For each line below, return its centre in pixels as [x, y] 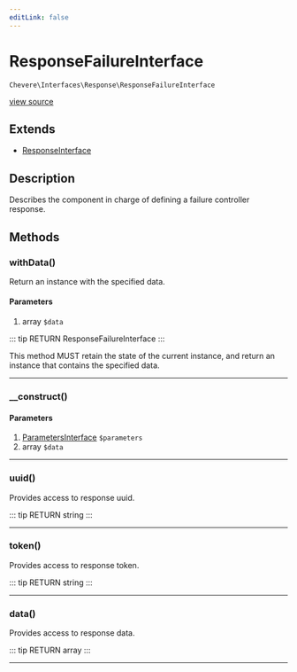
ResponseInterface [57, 151]
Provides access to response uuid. [72, 497]
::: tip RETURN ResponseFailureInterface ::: [87, 339]
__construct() [38, 397]
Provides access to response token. [74, 565]
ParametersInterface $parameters [82, 438]
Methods [34, 237]
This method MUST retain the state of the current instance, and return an [142, 356]
